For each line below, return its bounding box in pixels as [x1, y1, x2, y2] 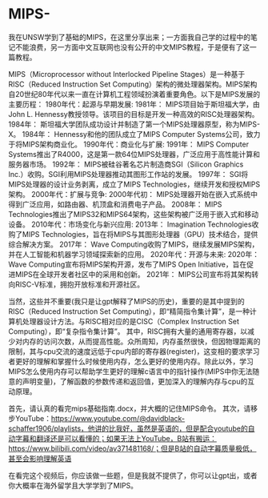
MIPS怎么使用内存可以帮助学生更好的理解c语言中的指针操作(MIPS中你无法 [8, 366, 253, 376]
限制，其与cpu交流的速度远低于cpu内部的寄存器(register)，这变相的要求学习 [8, 346, 260, 356]
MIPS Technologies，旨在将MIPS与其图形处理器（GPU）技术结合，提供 [22, 229, 258, 239]
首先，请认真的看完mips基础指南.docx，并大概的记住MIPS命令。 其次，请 [8, 404, 251, 413]
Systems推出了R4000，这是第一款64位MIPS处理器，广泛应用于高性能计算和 [8, 149, 261, 159]
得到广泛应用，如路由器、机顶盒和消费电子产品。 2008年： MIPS [8, 199, 222, 209]
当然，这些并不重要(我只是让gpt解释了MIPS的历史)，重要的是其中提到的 [8, 296, 246, 306]
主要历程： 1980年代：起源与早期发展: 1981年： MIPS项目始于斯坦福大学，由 [8, 99, 260, 109]
